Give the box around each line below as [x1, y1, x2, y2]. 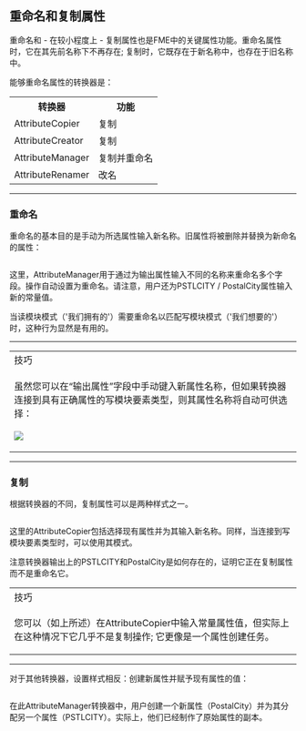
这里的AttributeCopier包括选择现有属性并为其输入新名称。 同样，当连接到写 [9, 526, 291, 537]
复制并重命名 [98, 151, 154, 164]
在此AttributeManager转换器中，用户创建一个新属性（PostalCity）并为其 [9, 700, 281, 712]
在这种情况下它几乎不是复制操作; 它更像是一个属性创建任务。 [14, 631, 275, 644]
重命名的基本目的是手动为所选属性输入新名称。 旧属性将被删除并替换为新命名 [9, 230, 297, 241]
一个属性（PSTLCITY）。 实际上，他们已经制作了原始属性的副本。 [25, 712, 268, 723]
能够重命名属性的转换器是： [9, 76, 114, 87]
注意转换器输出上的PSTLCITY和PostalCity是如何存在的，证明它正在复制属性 [9, 556, 294, 567]
